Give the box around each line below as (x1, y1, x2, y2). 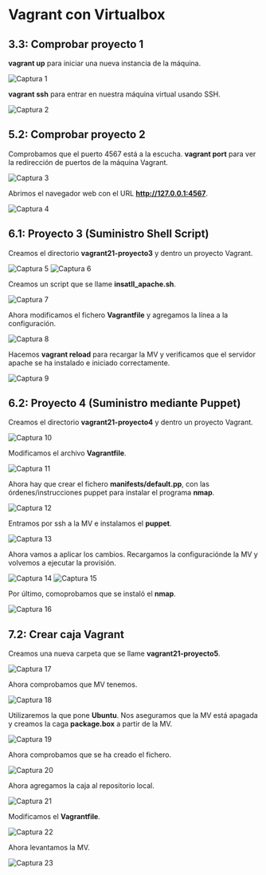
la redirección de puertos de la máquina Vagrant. (8, 157, 169, 167)
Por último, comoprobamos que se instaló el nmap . (8, 589, 177, 599)
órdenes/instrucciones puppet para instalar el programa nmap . (8, 488, 215, 498)
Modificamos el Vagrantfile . (8, 812, 101, 822)
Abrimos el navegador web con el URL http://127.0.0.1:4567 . (8, 188, 209, 198)
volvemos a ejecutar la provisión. (8, 558, 117, 568)
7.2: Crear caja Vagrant (8, 628, 125, 641)
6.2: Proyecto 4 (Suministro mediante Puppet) (8, 396, 241, 410)
